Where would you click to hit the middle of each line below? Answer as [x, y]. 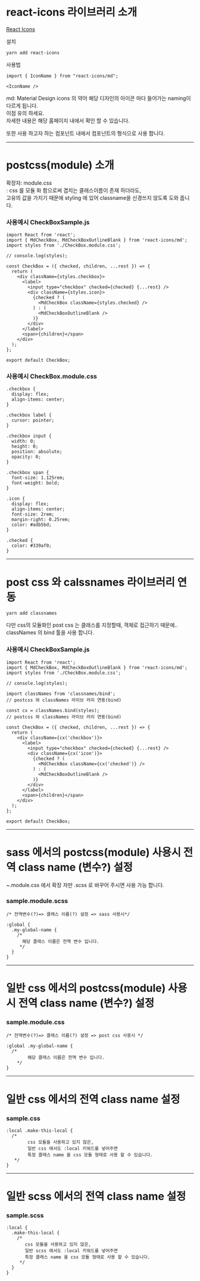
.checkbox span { [28, 473]
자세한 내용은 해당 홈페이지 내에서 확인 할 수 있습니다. [68, 121]
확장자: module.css [29, 183]
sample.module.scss [37, 901]
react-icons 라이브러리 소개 [72, 12]
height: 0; [25, 446]
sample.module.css [35, 1023]
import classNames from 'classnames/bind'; [61, 694]
